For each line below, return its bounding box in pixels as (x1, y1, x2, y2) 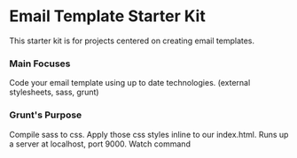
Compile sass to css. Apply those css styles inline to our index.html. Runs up (9, 129, 289, 139)
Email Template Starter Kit (9, 6, 206, 26)
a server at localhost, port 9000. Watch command (9, 139, 191, 149)
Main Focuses (9, 57, 71, 70)
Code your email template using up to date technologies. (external (9, 78, 251, 88)
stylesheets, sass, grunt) (9, 87, 99, 98)
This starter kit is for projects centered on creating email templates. (9, 35, 255, 46)
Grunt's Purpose (9, 109, 82, 121)
